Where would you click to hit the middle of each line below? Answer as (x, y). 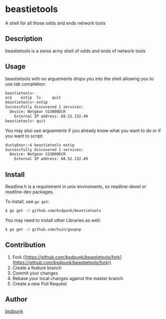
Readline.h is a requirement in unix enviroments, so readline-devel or (76, 186)
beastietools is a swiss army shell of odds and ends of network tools (76, 50)
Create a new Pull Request (40, 283)
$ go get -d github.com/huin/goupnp (43, 229)
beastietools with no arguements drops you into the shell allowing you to (80, 78)
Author (16, 299)
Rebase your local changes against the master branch (68, 278)
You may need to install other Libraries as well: (53, 220)
